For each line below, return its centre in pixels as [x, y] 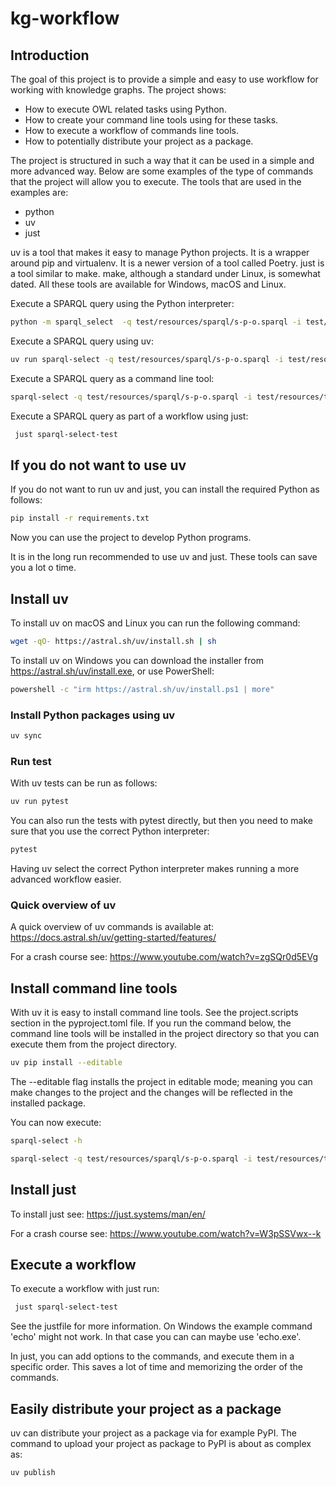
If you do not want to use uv [98, 465]
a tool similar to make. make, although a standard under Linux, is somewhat [165, 273]
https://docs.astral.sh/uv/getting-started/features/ [113, 938]
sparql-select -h [46, 1140]
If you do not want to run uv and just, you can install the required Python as [165, 489]
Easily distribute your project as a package [146, 1408]
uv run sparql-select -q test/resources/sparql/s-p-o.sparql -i [147, 359]
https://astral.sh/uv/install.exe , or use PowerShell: [112, 671]
